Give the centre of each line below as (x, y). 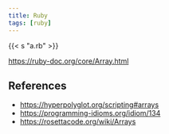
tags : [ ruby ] (30, 23)
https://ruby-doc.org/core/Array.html (69, 61)
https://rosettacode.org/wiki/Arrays (78, 122)
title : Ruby (28, 15)
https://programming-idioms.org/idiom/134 (90, 113)
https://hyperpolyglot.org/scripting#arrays (89, 105)
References (37, 85)
